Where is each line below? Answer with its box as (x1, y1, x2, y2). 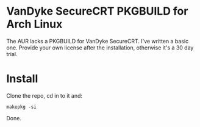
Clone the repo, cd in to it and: (6, 92, 83, 99)
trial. (6, 50, 18, 57)
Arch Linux (6, 17, 63, 31)
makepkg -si (6, 104, 37, 110)
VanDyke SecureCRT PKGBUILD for (6, 4, 188, 18)
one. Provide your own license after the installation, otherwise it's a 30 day (6, 44, 194, 51)
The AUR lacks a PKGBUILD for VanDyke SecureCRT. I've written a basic (6, 37, 189, 45)
